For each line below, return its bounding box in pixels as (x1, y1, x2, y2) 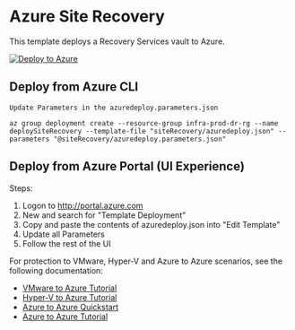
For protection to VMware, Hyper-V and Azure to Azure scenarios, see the (9, 256, 283, 266)
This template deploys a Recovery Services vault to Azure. (9, 36, 226, 47)
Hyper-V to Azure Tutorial (22, 291, 117, 302)
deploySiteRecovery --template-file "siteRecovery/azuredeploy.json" (9, 126, 275, 135)
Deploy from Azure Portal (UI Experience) (9, 159, 245, 174)
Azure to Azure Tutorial (22, 311, 108, 322)
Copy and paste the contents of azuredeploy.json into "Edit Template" (22, 219, 281, 230)
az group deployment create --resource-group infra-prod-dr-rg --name (9, 118, 279, 127)
